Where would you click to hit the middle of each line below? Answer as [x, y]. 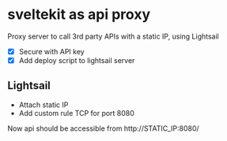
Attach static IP [44, 105]
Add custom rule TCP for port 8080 [77, 113]
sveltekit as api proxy [79, 15]
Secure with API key [51, 51]
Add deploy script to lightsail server [77, 60]
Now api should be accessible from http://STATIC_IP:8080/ [103, 128]
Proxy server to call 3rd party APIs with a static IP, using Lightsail [113, 36]
